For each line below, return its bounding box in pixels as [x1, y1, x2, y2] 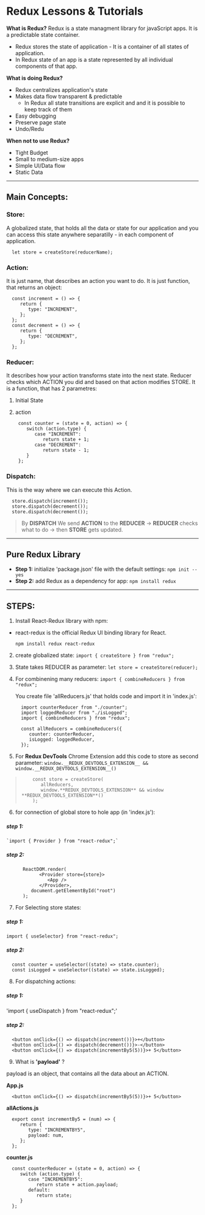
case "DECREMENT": [34, 442, 81, 448]
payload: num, [28, 1132, 64, 1138]
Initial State [15, 397, 44, 404]
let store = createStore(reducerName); [12, 249, 113, 255]
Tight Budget [15, 149, 48, 156]
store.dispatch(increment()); [12, 498, 88, 504]
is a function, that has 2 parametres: [6, 385, 98, 393]
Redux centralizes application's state [15, 86, 108, 93]
